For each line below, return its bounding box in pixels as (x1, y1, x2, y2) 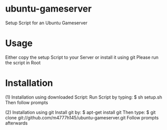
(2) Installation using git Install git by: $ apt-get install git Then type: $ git (5, 109, 156, 115)
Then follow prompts (5, 99, 48, 105)
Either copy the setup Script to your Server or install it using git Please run (5, 54, 159, 60)
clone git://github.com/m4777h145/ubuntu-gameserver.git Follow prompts (5, 114, 159, 120)
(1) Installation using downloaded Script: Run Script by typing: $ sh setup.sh (5, 94, 162, 100)
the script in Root (5, 59, 41, 66)
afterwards (5, 120, 28, 126)
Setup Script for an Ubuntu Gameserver (5, 20, 88, 26)
